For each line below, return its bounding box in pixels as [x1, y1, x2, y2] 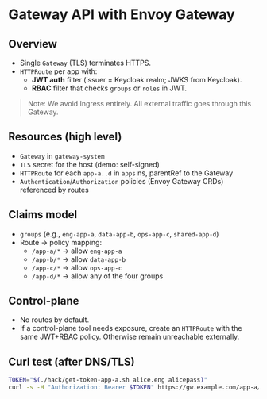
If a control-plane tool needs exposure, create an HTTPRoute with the [19, 324, 242, 333]
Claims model [8, 208, 78, 221]
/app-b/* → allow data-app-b [31, 254, 126, 263]
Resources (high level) [8, 130, 122, 144]
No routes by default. [19, 315, 90, 324]
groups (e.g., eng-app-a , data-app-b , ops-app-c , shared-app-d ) [19, 228, 219, 239]
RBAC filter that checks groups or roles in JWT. [31, 83, 188, 93]
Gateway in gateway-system [19, 151, 105, 160]
